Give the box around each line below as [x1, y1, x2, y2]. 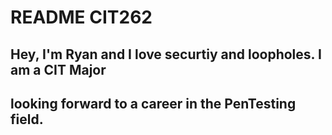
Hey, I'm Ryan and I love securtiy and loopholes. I [10, 46, 322, 63]
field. [10, 111, 44, 128]
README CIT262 [10, 6, 153, 29]
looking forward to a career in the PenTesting [10, 95, 297, 112]
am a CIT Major [10, 61, 107, 78]
